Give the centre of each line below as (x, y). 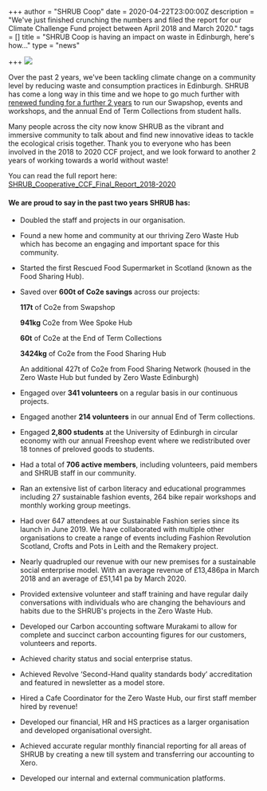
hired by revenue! (49, 707)
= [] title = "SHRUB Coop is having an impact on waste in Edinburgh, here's (132, 37)
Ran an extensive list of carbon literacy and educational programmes (133, 488)
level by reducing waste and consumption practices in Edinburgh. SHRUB (129, 86)
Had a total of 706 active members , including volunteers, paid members (138, 464)
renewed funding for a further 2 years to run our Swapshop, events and (126, 102)
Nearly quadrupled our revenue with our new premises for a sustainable (138, 562)
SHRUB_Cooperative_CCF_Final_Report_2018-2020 (92, 184)
